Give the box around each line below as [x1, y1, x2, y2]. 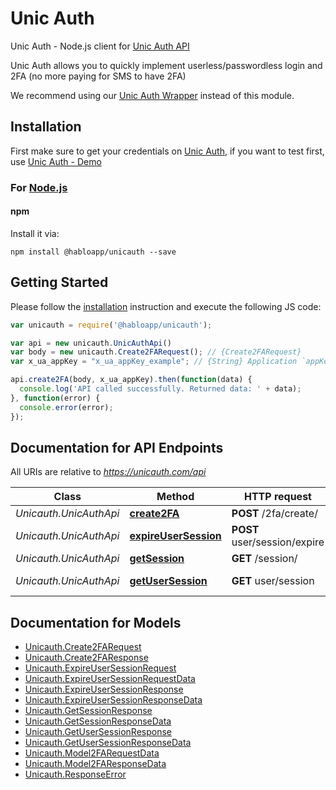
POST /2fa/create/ [231, 507, 318, 521]
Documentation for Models [10, 614, 182, 631]
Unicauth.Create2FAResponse [24, 652, 149, 664]
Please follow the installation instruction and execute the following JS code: [10, 300, 322, 312]
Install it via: [10, 227, 60, 239]
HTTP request [243, 490, 312, 504]
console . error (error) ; [19, 402, 114, 412]
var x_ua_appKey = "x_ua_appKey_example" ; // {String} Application [10, 357, 298, 367]
